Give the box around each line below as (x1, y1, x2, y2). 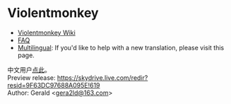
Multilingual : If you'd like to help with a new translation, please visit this (17, 43, 225, 52)
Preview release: (7, 73, 56, 82)
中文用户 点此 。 (7, 65, 51, 74)
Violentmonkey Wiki (17, 28, 76, 37)
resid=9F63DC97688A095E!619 (7, 81, 100, 89)
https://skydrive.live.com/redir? (57, 73, 148, 82)
